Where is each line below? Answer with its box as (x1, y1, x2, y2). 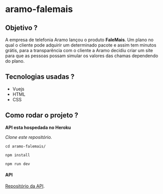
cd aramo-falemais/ (5, 144, 46, 149)
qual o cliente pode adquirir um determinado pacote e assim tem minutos (5, 42, 156, 48)
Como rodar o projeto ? (5, 111, 79, 120)
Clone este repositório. (5, 134, 53, 140)
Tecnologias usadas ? (5, 73, 75, 81)
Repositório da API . (5, 183, 45, 189)
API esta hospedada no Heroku (5, 124, 71, 130)
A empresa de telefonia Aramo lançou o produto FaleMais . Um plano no (5, 37, 154, 43)
